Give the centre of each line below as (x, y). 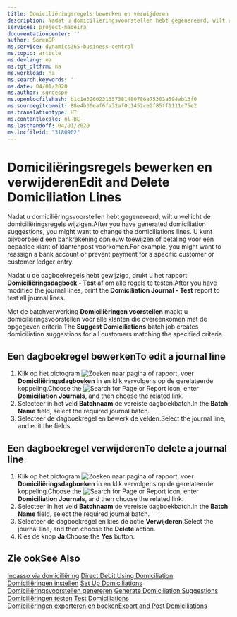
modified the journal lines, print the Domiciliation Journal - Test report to (114, 290)
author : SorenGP (31, 40)
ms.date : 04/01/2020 (38, 86)
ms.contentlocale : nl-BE (44, 119)
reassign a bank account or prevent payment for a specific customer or (111, 254)
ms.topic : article (34, 54)
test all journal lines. (36, 298)
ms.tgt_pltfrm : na (34, 66)
